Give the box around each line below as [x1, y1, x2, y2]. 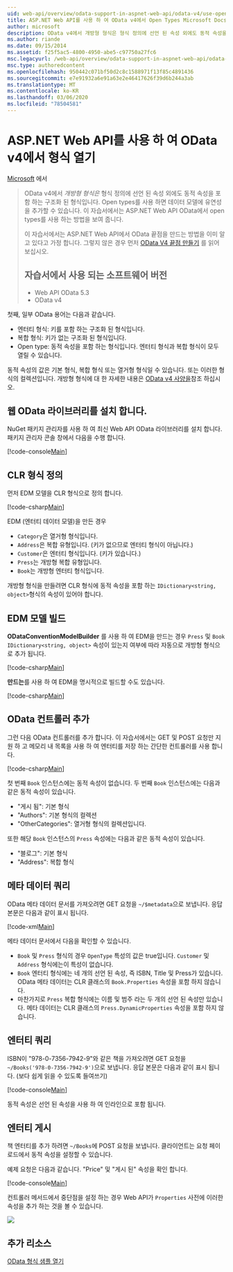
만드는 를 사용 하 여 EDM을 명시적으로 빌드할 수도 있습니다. [7, 678, 165, 686]
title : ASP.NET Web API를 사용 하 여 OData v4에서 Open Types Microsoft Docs [7, 17, 227, 24]
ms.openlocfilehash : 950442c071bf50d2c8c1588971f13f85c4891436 [7, 68, 194, 75]
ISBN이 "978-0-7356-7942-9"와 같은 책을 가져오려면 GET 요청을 [7, 1054, 187, 1062]
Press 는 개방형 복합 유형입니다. [17, 558, 102, 567]
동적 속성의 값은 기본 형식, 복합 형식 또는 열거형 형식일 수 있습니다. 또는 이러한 [7, 365, 218, 374]
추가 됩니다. [14, 650, 46, 658]
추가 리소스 [7, 1237, 52, 1249]
